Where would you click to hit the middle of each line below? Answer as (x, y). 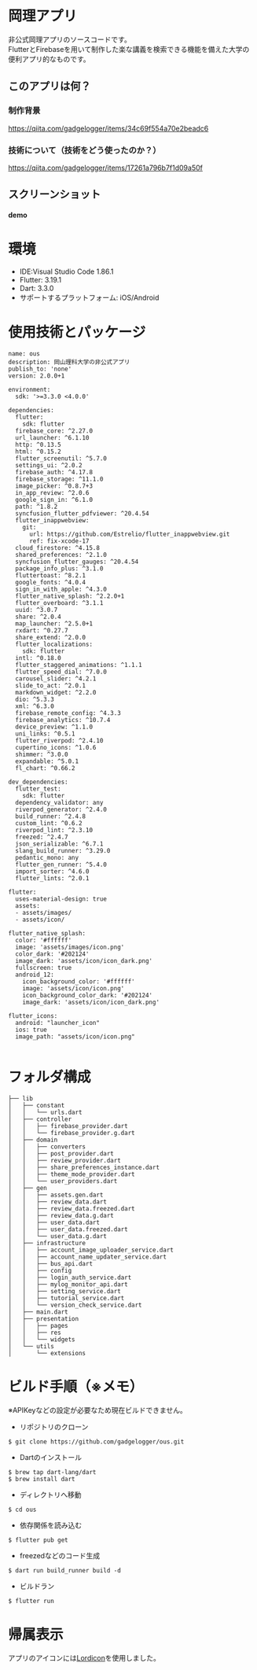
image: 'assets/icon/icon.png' (73, 988)
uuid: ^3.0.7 (37, 610)
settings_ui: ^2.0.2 (49, 465)
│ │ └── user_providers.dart (63, 1181)
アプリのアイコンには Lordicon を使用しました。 (84, 1657)
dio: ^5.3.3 (35, 699)
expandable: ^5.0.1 (47, 761)
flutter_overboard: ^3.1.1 (59, 603)
